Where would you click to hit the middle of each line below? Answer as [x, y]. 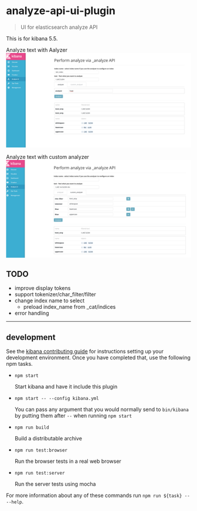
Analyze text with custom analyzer [48, 156]
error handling [32, 313]
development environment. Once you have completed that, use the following [98, 358]
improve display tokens [43, 288]
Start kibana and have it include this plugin [66, 387]
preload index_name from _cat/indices [69, 307]
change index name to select [50, 300]
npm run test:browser [41, 450]
